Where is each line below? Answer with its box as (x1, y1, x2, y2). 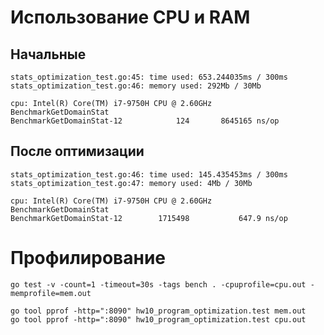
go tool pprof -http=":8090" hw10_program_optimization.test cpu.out (10, 314, 307, 325)
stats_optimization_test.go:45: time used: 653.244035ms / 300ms (10, 72, 288, 82)
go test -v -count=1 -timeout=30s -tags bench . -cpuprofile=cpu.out (10, 279, 307, 290)
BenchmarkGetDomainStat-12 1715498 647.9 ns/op (10, 213, 288, 223)
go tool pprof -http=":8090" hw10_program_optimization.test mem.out (10, 306, 307, 316)
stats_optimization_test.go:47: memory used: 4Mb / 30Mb (10, 178, 253, 188)
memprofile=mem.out (10, 288, 92, 298)
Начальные (10, 46, 87, 63)
